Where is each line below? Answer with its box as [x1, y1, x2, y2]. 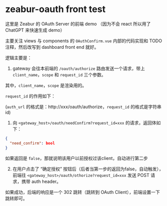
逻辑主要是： [5, 54, 32, 61]
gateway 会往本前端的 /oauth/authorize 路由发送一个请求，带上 [12, 65, 145, 71]
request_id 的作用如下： [5, 93, 56, 99]
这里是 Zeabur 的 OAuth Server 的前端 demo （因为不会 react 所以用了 [5, 21, 151, 27]
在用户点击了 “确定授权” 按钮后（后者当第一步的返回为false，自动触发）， [12, 166, 163, 172]
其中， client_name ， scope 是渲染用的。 [5, 82, 87, 88]
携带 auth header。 [21, 178, 61, 184]
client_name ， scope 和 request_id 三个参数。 [12, 71, 106, 77]
